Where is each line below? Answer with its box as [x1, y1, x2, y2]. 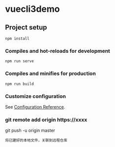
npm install [5, 36, 29, 41]
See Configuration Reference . [5, 104, 65, 110]
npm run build [5, 81, 34, 86]
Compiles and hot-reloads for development [5, 47, 111, 54]
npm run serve [5, 59, 34, 64]
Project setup [5, 23, 48, 32]
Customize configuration [5, 93, 66, 100]
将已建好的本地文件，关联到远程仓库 [5, 138, 68, 143]
